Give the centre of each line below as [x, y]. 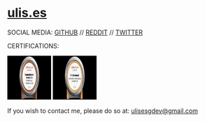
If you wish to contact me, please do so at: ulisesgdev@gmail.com [102, 111]
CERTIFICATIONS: [33, 46]
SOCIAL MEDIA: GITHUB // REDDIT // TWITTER [75, 32]
